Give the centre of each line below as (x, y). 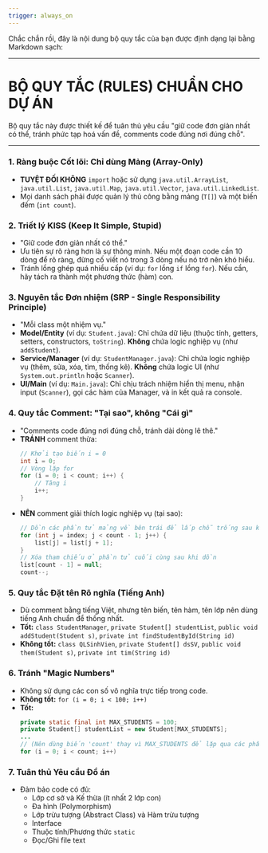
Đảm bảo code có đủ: (55, 789)
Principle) (28, 308)
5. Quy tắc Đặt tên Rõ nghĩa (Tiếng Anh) (87, 592)
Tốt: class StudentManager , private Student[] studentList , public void (138, 627)
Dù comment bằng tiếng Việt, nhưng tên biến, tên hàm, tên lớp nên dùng (138, 610)
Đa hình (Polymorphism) (71, 807)
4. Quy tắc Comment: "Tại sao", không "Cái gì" (101, 413)
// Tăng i (51, 483)
